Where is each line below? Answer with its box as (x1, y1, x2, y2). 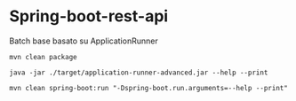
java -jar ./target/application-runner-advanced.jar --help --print (9, 68, 268, 77)
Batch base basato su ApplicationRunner (9, 35, 158, 46)
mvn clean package (9, 52, 77, 61)
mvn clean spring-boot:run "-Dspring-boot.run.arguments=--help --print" (9, 83, 289, 92)
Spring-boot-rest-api (9, 6, 169, 27)
